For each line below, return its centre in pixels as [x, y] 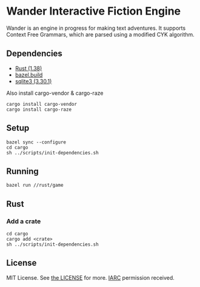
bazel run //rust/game [35, 185]
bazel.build [29, 75]
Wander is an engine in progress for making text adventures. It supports [96, 28]
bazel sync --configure [36, 142]
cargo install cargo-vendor [42, 104]
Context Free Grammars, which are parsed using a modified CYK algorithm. [101, 34]
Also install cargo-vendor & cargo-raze [55, 93]
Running [23, 171]
